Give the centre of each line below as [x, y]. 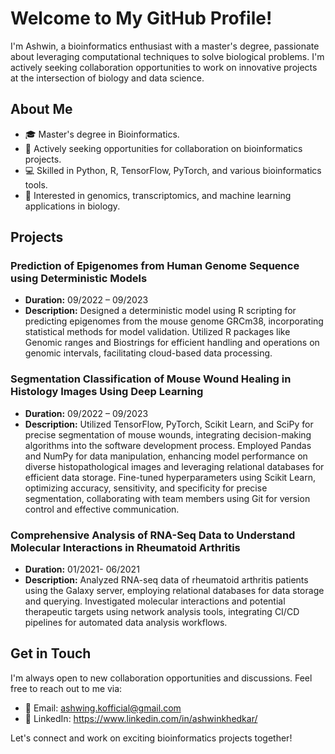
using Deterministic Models [79, 279]
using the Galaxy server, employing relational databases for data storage [174, 591]
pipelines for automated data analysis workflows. [126, 623]
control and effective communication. [102, 509]
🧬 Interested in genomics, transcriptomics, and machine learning [158, 195]
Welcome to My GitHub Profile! [141, 18]
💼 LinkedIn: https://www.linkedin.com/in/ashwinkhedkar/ [141, 718]
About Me [41, 109]
